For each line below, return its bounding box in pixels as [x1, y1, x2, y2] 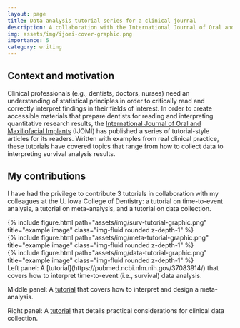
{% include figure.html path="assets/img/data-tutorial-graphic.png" [7, 248, 207, 257]
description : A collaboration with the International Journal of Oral [7, 24, 222, 31]
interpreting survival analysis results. [7, 149, 116, 158]
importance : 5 [7, 37, 50, 44]
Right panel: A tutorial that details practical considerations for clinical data [7, 306, 225, 314]
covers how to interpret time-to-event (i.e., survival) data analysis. [7, 271, 202, 280]
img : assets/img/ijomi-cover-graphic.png [7, 30, 133, 38]
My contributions [7, 170, 86, 183]
